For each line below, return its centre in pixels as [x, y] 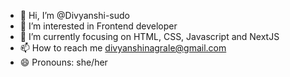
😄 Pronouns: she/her [63, 62]
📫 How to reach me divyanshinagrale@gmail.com [123, 48]
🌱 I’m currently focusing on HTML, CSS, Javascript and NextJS [149, 36]
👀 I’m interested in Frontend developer [98, 26]
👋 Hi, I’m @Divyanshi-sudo [74, 15]
